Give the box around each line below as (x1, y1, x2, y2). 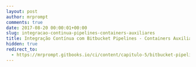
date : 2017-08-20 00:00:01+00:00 (6, 24, 87, 31)
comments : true (6, 19, 43, 25)
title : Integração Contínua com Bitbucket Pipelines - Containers (6, 36, 171, 41)
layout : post (6, 8, 38, 15)
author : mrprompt (6, 14, 48, 20)
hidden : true (6, 41, 38, 47)
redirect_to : (6, 47, 38, 52)
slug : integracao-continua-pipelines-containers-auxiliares (6, 30, 156, 36)
